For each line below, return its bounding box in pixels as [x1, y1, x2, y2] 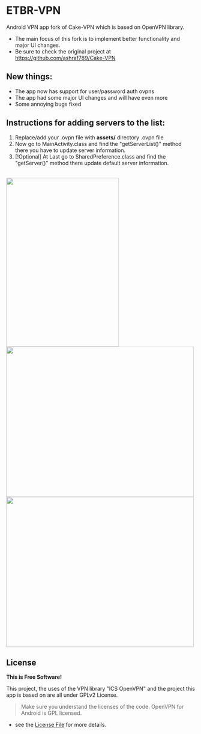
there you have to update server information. [14, 147, 126, 154]
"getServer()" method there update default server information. [14, 159, 169, 166]
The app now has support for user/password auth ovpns [14, 88, 155, 95]
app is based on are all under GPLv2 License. [6, 691, 118, 699]
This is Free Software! [6, 673, 62, 681]
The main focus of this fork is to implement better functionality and [14, 35, 181, 42]
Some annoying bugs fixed [14, 100, 82, 108]
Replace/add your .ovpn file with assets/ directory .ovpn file [14, 133, 164, 141]
